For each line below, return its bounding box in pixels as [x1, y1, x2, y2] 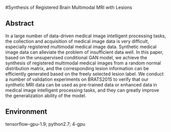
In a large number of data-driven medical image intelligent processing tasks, [5, 33, 166, 39]
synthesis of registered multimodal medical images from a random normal [5, 60, 161, 66]
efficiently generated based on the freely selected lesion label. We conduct [5, 71, 164, 77]
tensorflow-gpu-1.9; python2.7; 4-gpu [5, 121, 85, 127]
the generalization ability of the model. [5, 92, 87, 99]
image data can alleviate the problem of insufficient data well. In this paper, [5, 49, 164, 55]
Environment [5, 107, 48, 116]
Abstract [5, 19, 34, 28]
